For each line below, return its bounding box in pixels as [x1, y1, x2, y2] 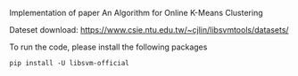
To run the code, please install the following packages [9, 42, 208, 52]
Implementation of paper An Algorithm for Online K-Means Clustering [9, 8, 263, 18]
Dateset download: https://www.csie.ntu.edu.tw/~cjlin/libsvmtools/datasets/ [9, 25, 289, 34]
